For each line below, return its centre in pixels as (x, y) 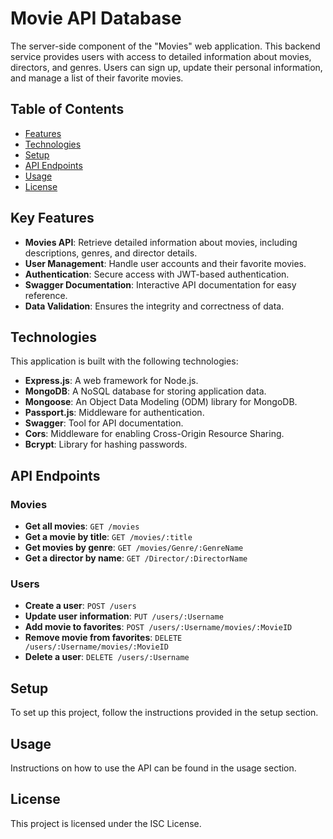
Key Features (52, 218)
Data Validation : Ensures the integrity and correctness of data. (154, 306)
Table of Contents (67, 109)
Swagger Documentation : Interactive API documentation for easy (160, 284)
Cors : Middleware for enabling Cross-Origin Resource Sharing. (154, 434)
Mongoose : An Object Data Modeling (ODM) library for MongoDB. (161, 402)
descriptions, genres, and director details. (111, 253)
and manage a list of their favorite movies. (97, 78)
